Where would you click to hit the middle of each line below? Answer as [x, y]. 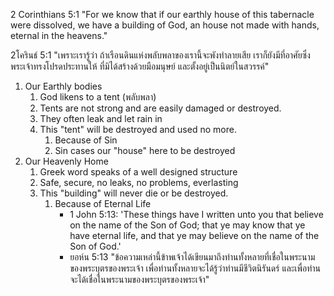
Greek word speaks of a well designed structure [138, 172]
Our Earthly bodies [63, 86]
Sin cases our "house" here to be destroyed [145, 150]
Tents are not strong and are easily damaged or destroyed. [160, 108]
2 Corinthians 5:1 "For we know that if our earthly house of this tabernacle [162, 14]
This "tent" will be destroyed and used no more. [138, 129]
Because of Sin [86, 140]
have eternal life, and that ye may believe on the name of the [194, 235]
